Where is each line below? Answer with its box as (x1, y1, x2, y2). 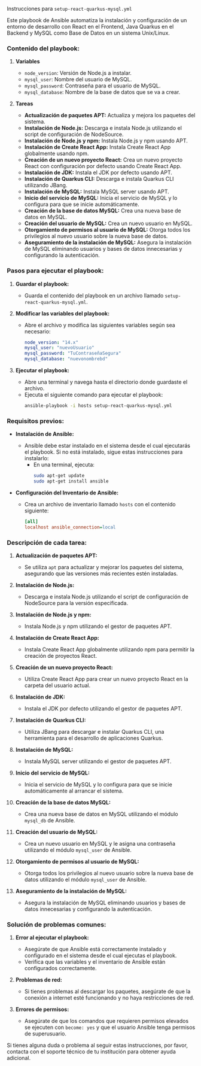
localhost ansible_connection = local (24, 524, 116, 530)
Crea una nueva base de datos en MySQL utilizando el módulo (24, 810, 178, 818)
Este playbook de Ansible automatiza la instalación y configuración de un (7, 17, 187, 23)
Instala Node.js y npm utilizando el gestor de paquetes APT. (24, 622, 172, 630)
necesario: (24, 327, 51, 335)
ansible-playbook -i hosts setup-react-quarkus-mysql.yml (24, 403, 172, 409)
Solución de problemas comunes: (7, 920, 106, 928)
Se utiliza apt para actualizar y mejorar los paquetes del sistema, (24, 564, 184, 571)
